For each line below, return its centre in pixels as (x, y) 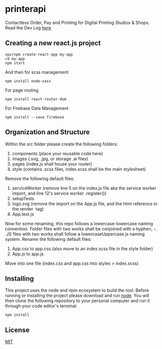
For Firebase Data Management (37, 108)
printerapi (26, 9)
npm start (15, 63)
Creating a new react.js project (53, 43)
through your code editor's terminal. (41, 306)
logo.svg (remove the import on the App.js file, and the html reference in (85, 204)
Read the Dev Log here (28, 27)
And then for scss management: (37, 72)
